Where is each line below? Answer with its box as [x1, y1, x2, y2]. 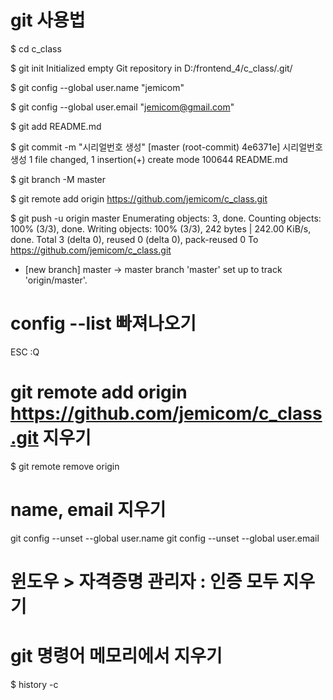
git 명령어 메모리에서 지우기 [10, 645, 223, 668]
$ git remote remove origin [10, 460, 120, 472]
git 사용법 [10, 9, 86, 32]
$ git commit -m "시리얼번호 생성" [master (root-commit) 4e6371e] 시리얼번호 [10, 141, 323, 153]
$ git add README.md [10, 120, 102, 132]
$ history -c [10, 678, 59, 690]
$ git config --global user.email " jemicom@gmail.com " [10, 101, 235, 113]
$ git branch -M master [10, 173, 107, 185]
